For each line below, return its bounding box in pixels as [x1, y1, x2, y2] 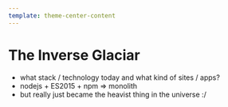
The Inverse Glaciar [8, 46, 141, 64]
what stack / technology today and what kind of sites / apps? [19, 73, 221, 82]
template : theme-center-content [8, 11, 116, 20]
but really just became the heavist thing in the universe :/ [19, 89, 207, 99]
